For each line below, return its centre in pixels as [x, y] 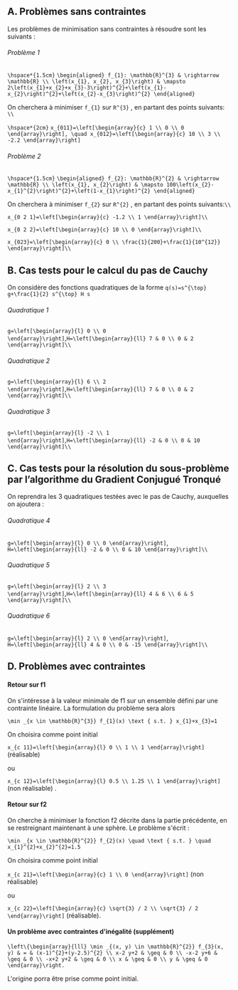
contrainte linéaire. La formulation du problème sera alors [91, 708]
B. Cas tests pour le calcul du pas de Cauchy [108, 270]
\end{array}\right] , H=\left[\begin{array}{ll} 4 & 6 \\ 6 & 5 [101, 593]
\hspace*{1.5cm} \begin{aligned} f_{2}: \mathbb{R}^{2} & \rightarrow [113, 179]
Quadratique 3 [29, 411]
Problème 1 [24, 53]
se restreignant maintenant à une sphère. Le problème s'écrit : [98, 828]
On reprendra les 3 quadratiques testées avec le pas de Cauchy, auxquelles [118, 497]
